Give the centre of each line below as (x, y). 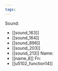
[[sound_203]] (26, 48)
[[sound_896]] (26, 43)
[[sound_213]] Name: (33, 53)
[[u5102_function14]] (32, 63)
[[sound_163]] (25, 32)
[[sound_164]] (25, 38)
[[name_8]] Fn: (26, 58)
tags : (10, 9)
